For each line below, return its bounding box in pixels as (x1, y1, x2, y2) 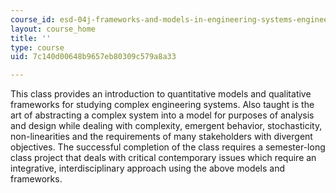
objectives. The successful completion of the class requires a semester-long (10, 141, 326, 153)
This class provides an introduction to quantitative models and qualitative (10, 88, 312, 100)
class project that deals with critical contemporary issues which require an (10, 152, 317, 164)
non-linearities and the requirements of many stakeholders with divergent (10, 131, 313, 143)
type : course (10, 42, 65, 53)
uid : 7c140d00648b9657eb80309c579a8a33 (10, 52, 177, 62)
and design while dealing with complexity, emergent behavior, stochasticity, (10, 120, 323, 132)
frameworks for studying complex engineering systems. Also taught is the (10, 99, 315, 111)
